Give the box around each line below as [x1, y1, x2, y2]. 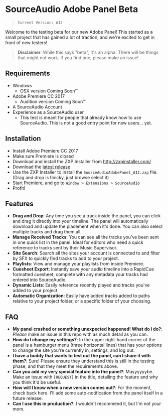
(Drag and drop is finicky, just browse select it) [12, 174, 109, 180]
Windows [12, 82, 32, 88]
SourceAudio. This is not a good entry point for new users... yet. [20, 119, 152, 126]
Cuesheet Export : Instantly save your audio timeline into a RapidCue [12, 266, 154, 272]
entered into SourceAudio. [12, 277, 67, 283]
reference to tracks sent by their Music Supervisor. [12, 245, 118, 251]
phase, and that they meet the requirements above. [12, 363, 118, 369]
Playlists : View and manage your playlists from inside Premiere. [12, 261, 144, 267]
